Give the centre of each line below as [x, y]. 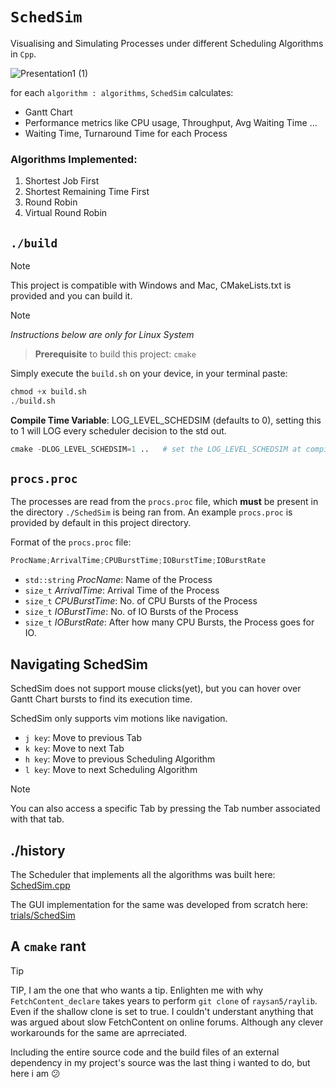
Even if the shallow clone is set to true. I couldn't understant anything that [162, 1011]
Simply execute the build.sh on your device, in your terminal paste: [149, 374]
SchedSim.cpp [40, 885]
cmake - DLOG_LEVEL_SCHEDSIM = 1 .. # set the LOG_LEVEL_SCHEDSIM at [156, 449]
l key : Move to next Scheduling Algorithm [111, 770]
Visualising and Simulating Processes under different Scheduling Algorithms [167, 43]
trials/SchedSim [43, 915]
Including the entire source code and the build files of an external [145, 1052]
